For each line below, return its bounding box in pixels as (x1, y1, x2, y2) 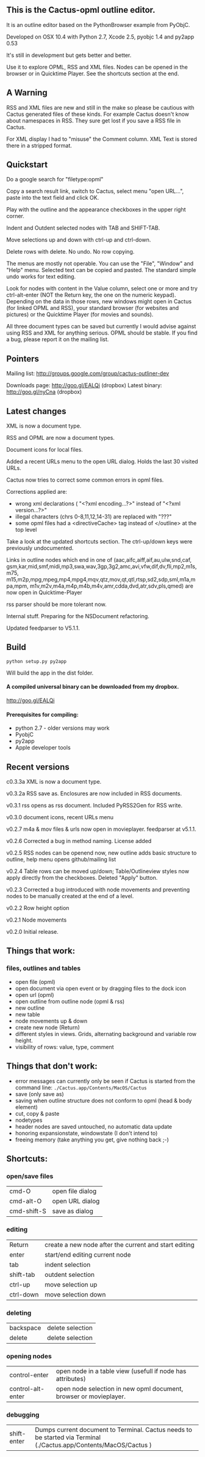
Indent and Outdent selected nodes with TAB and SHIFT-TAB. (6, 224, 160, 232)
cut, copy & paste (15, 1110, 60, 1117)
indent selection (45, 1260, 91, 1269)
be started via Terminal (34, 1433, 101, 1442)
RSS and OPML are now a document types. (6, 434, 115, 442)
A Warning (6, 88, 48, 98)
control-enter (9, 1371, 49, 1379)
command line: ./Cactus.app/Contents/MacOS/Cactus (15, 1084, 147, 1091)
